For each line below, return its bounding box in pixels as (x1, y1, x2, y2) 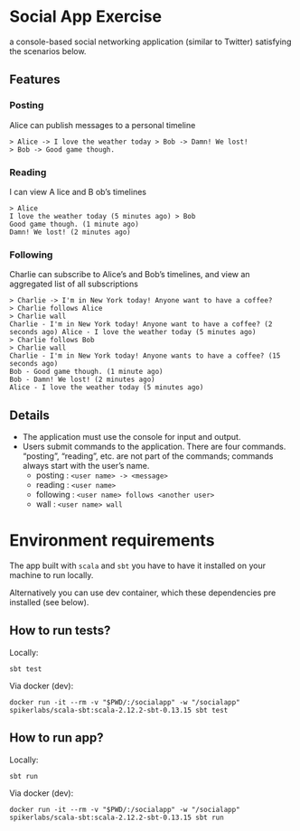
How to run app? (9, 730, 104, 746)
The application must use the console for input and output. (22, 432, 241, 443)
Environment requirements (9, 530, 215, 551)
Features (9, 72, 61, 88)
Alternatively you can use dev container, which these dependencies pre (9, 587, 277, 598)
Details (9, 407, 50, 423)
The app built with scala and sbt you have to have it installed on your (9, 560, 267, 571)
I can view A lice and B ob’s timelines (9, 186, 147, 197)
